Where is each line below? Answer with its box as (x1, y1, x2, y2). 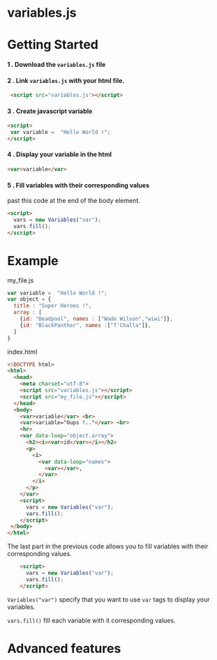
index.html (7, 347, 38, 356)
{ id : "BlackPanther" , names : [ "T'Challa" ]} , (20, 322, 151, 329)
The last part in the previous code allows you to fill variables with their (7, 542, 209, 550)
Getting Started (7, 37, 99, 53)
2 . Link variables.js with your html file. (7, 76, 125, 84)
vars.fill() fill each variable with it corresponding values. (7, 616, 176, 624)
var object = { (7, 296, 52, 303)
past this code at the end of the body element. (7, 197, 141, 205)
